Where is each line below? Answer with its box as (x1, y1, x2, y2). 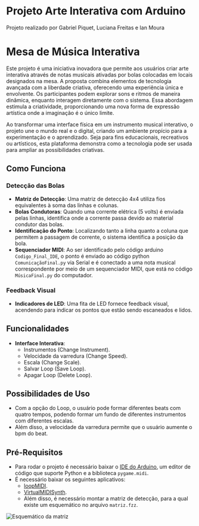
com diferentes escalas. (14, 417, 74, 424)
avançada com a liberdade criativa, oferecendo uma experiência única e (6, 84, 184, 91)
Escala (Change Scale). (23, 358, 82, 366)
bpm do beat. (14, 430, 48, 437)
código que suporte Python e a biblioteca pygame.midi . (14, 470, 149, 477)
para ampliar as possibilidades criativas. (6, 146, 105, 153)
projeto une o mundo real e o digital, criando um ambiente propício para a (6, 127, 187, 134)
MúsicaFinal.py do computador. (14, 271, 94, 279)
